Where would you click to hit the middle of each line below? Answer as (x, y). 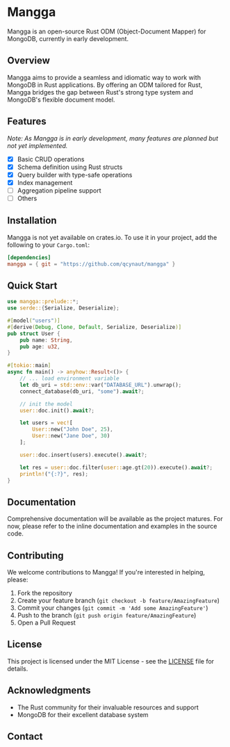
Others (27, 198)
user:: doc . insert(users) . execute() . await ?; (84, 455)
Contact (25, 737)
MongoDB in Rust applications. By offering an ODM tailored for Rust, (105, 85)
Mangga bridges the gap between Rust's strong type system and (100, 92)
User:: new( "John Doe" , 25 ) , (73, 429)
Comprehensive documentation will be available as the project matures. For (115, 519)
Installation (32, 221)
